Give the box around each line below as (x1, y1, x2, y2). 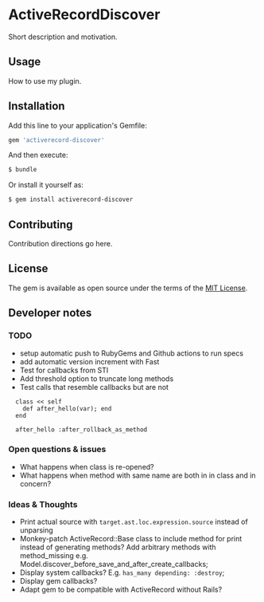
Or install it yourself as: (8, 180, 83, 190)
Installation (8, 100, 65, 113)
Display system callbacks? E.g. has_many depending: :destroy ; (19, 568, 225, 577)
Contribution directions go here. (8, 239, 113, 248)
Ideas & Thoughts (8, 498, 78, 510)
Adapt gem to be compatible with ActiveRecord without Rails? (19, 584, 223, 595)
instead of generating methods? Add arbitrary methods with (19, 542, 216, 552)
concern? (19, 478, 52, 488)
